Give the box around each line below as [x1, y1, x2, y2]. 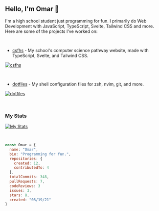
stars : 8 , [9, 192, 29, 198]
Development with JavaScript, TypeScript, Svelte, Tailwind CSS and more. [5, 23, 154, 29]
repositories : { [9, 156, 43, 161]
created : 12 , [14, 160, 41, 166]
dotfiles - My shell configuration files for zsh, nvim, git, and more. [12, 81, 144, 87]
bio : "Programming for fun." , [9, 152, 71, 157]
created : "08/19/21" [9, 197, 51, 202]
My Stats [5, 112, 27, 119]
